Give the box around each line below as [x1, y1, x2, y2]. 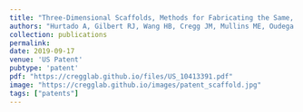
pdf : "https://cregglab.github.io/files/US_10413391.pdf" [9, 72, 233, 81]
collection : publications [9, 30, 107, 39]
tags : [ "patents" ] [9, 89, 79, 98]
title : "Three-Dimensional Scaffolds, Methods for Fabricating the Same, [9, 13, 295, 23]
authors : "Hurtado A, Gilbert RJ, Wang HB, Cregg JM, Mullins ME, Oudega [9, 22, 295, 31]
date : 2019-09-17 [9, 47, 75, 56]
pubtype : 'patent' [9, 64, 79, 73]
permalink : [9, 38, 51, 48]
